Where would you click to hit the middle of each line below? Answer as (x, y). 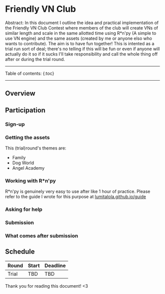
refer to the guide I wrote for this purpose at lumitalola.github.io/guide (76, 197)
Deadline (55, 265)
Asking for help (24, 209)
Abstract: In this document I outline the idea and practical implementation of (82, 23)
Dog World (23, 163)
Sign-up (15, 124)
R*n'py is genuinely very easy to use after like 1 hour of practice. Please (78, 191)
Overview (20, 94)
